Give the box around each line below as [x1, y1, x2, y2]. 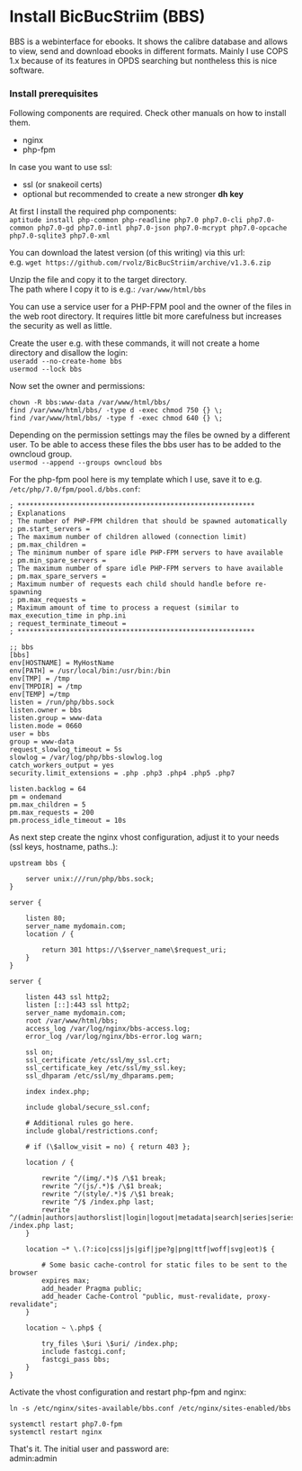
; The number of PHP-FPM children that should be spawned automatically [9, 517, 288, 526]
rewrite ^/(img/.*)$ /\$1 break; [41, 1174, 167, 1183]
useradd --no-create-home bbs [9, 357, 123, 366]
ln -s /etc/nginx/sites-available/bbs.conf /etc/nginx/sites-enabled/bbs [9, 1404, 292, 1413]
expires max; [41, 1277, 91, 1286]
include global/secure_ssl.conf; [25, 1103, 151, 1113]
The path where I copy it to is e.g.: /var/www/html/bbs [9, 284, 207, 294]
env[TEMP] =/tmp [9, 690, 70, 699]
